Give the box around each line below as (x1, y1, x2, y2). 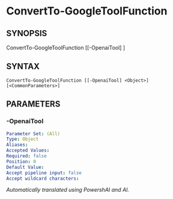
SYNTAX (6, 61, 40, 72)
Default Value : (6, 164, 44, 170)
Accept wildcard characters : (6, 176, 79, 182)
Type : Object (6, 136, 39, 142)
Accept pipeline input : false (6, 170, 82, 176)
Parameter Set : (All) (6, 130, 61, 136)
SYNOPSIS (6, 28, 47, 38)
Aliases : (6, 142, 28, 148)
